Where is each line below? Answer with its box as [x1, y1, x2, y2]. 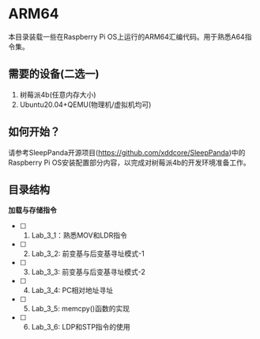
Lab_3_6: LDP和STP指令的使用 [31, 322, 130, 332]
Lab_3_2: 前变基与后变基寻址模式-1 [31, 249, 145, 258]
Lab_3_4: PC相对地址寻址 [31, 286, 114, 295]
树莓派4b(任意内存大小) [19, 90, 96, 99]
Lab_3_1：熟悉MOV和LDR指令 [31, 230, 128, 240]
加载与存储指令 [8, 205, 57, 215]
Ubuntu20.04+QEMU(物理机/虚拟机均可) [19, 100, 152, 109]
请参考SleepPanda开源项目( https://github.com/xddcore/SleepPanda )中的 [8, 147, 246, 157]
